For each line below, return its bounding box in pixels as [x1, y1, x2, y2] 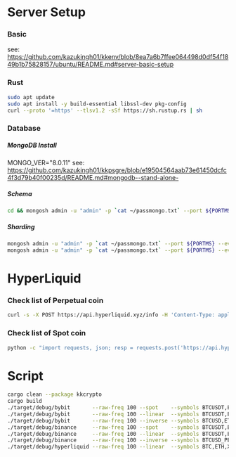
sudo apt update [7, 94, 55, 101]
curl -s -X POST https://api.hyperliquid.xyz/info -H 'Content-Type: [7, 311, 216, 318]
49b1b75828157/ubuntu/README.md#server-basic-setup [7, 60, 174, 69]
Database [7, 124, 41, 134]
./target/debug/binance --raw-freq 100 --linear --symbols [7, 430, 199, 437]
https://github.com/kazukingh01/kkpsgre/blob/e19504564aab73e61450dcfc [7, 166, 227, 174]
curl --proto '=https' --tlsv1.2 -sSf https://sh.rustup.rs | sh [7, 107, 202, 114]
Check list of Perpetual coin [7, 295, 104, 305]
